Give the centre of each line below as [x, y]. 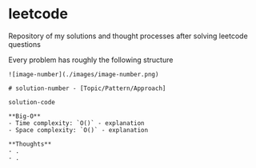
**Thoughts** [30, 144]
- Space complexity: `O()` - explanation [78, 130]
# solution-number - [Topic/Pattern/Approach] [87, 88]
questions [25, 44]
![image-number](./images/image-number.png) [84, 74]
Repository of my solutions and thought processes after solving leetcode [128, 36]
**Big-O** [25, 116]
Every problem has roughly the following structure [91, 60]
